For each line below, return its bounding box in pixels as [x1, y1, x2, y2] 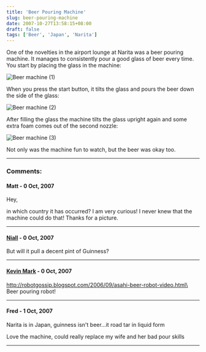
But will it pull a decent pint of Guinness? [6, 248, 109, 255]
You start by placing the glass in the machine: [6, 62, 121, 69]
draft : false [6, 26, 40, 33]
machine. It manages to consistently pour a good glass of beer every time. [6, 55, 194, 63]
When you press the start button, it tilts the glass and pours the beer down [6, 85, 194, 93]
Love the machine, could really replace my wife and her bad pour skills [6, 332, 185, 340]
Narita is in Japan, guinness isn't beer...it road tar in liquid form [6, 321, 166, 328]
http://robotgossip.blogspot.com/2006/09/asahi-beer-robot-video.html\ [6, 281, 188, 288]
